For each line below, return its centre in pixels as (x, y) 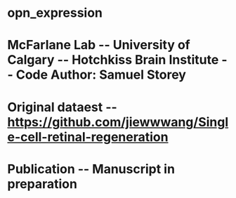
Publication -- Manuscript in (91, 169)
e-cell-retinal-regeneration (88, 137)
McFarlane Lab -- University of (99, 45)
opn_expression (55, 13)
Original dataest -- (62, 107)
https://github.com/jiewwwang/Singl (118, 122)
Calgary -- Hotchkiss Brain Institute (113, 60)
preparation (42, 184)
